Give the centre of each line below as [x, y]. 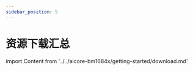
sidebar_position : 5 [32, 12]
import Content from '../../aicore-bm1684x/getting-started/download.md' [97, 61]
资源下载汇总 [38, 44]
